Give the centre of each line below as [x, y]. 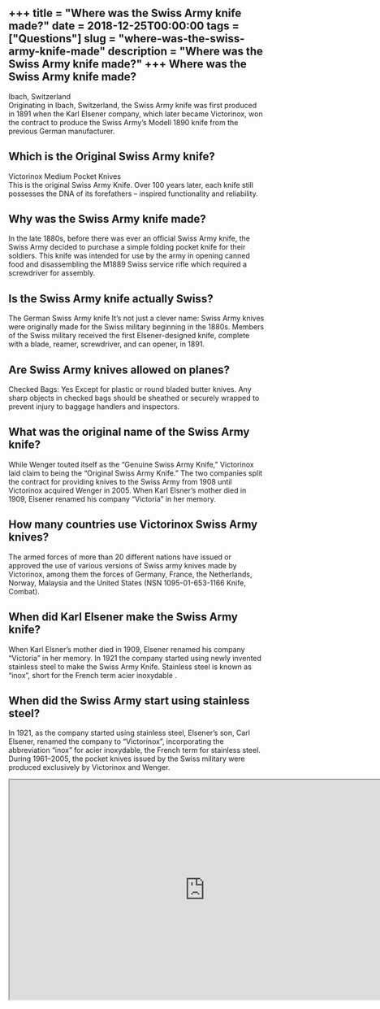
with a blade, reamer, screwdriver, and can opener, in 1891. [107, 344]
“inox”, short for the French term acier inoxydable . [93, 675]
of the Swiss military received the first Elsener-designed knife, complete [129, 336]
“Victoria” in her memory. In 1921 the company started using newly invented [135, 658]
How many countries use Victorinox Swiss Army [133, 525]
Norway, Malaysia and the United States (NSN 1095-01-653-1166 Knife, [127, 583]
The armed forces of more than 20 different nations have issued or [120, 557]
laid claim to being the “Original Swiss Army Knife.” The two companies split [136, 473]
